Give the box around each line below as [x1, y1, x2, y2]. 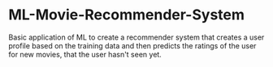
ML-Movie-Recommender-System [8, 6, 245, 24]
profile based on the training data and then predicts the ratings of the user [8, 40, 257, 50]
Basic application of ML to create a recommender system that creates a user [8, 32, 265, 42]
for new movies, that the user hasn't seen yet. [8, 49, 162, 59]
